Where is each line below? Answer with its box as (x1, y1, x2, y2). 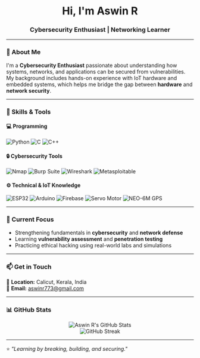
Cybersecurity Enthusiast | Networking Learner (29, 26, 171, 34)
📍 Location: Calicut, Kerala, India (6, 278, 87, 285)
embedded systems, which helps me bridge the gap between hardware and (6, 81, 193, 88)
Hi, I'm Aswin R (62, 4, 138, 18)
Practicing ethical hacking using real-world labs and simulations (14, 241, 172, 249)
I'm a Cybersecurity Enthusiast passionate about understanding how (6, 62, 177, 69)
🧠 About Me (6, 48, 41, 56)
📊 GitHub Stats (6, 305, 52, 314)
